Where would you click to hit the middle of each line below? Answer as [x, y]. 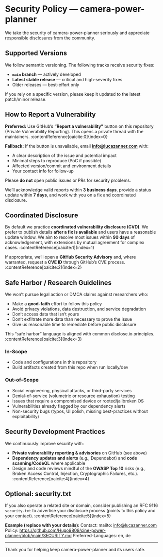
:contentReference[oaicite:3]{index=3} [44, 339]
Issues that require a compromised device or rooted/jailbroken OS [78, 401]
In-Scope [16, 352]
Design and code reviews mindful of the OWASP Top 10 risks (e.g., [79, 468]
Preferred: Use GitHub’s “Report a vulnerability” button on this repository [79, 126]
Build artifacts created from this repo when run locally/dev [70, 367]
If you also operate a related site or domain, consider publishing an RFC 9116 [81, 505]
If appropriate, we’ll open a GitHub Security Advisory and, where [71, 257]
